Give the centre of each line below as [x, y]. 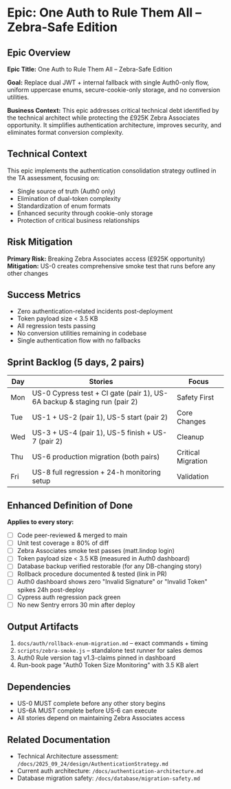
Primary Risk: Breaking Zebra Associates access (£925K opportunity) [106, 259]
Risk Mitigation [40, 242]
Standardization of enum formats [64, 206]
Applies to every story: [41, 522]
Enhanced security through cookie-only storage [85, 213]
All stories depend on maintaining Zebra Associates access [101, 718]
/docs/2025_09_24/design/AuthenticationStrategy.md [92, 764]
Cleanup [190, 437]
